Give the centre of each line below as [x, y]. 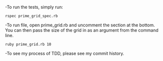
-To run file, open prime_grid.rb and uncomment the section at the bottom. [80, 25]
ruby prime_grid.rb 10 [28, 44]
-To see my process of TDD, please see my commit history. [65, 53]
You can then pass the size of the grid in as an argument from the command [82, 30]
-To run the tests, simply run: [34, 7]
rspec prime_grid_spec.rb [31, 16]
